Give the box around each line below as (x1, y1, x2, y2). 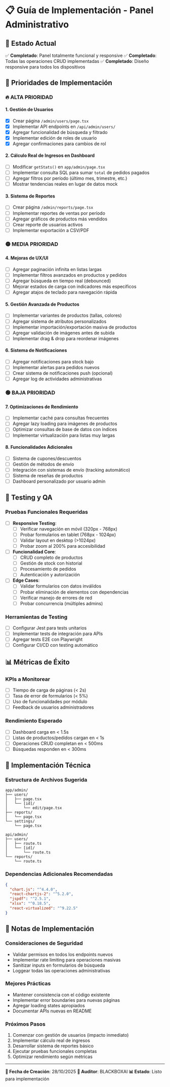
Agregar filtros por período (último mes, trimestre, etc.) (12, 175, 127, 181)
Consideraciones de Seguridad (5, 940, 83, 947)
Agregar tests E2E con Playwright (12, 636, 83, 643)
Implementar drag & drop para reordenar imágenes (12, 335, 119, 341)
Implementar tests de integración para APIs (12, 631, 103, 637)
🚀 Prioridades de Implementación (5, 79, 112, 87)
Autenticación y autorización (20, 572, 80, 578)
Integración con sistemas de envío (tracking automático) (12, 467, 131, 473)
